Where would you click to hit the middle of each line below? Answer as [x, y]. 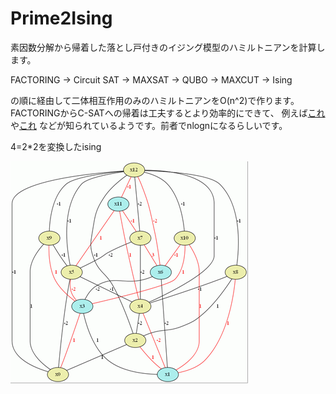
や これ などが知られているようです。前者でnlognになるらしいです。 [149, 125]
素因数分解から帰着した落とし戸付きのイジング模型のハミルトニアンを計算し [168, 47]
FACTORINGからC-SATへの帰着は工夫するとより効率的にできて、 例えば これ [168, 113]
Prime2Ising [61, 18]
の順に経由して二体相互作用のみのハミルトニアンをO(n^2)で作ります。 [155, 100]
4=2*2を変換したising [56, 146]
